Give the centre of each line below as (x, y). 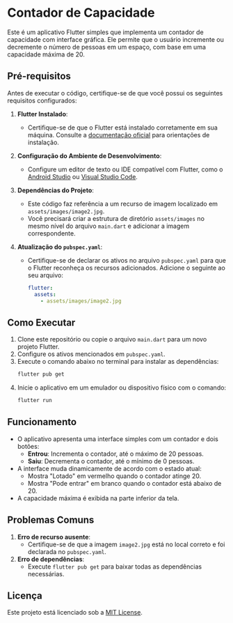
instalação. (43, 142)
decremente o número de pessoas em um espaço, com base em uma (107, 47)
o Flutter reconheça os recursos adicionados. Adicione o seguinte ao (127, 268)
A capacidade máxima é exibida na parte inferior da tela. (98, 498)
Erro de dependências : (51, 559)
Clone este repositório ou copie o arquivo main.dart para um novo (112, 339)
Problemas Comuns (51, 520)
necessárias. (46, 574)
